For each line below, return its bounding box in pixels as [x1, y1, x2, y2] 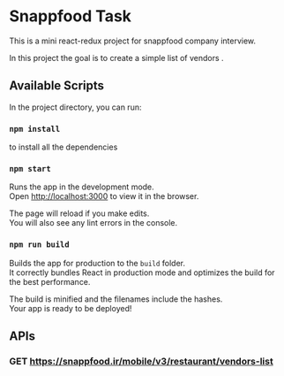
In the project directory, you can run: [9, 102, 142, 112]
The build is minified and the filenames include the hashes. [9, 294, 223, 304]
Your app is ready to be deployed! [9, 303, 132, 313]
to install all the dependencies [9, 142, 118, 152]
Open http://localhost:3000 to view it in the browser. [9, 191, 199, 202]
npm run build [9, 240, 70, 249]
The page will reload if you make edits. [9, 208, 150, 219]
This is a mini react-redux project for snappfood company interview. [9, 35, 257, 46]
